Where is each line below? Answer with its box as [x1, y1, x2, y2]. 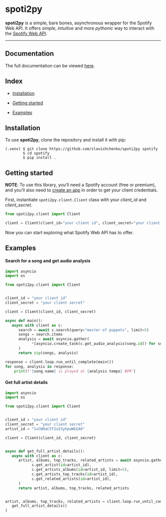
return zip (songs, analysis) [18, 350, 79, 355]
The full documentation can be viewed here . [5, 63, 95, 68]
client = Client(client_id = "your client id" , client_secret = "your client [5, 221, 161, 226]
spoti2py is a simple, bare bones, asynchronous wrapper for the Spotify [5, 20, 152, 26]
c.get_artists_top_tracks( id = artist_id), [31, 472, 119, 477]
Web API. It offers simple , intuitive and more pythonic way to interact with [5, 25, 155, 31]
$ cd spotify [23, 151, 50, 156]
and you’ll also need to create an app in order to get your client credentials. [5, 187, 158, 193]
